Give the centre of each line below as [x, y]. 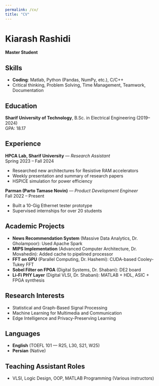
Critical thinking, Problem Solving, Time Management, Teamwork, [79, 85]
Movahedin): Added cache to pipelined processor [63, 254]
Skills [14, 68]
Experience [23, 144]
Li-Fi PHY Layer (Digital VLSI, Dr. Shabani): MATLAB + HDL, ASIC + [81, 275]
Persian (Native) [29, 351]
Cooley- [146, 259]
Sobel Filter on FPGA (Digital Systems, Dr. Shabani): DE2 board [77, 269]
